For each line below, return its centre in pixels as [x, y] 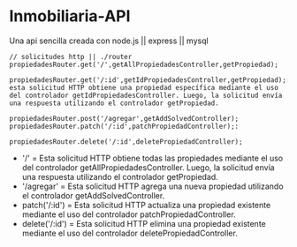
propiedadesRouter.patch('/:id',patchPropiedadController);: [124, 126]
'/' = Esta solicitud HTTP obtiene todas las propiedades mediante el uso [152, 158]
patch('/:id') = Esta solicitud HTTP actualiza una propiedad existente [146, 205]
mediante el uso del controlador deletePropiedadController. [130, 233]
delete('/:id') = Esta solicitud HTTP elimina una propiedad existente [144, 223]
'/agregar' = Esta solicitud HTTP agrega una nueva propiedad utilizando [153, 186]
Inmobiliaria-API [70, 16]
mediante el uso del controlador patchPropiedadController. [129, 214]
